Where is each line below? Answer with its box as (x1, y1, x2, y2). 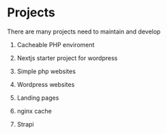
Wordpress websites (16, 80, 75, 88)
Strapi (16, 120, 34, 128)
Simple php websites (16, 67, 76, 75)
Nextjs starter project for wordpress (16, 53, 118, 62)
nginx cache (16, 107, 52, 115)
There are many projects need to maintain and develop (7, 27, 161, 36)
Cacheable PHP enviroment (16, 40, 95, 49)
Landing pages (16, 94, 59, 102)
